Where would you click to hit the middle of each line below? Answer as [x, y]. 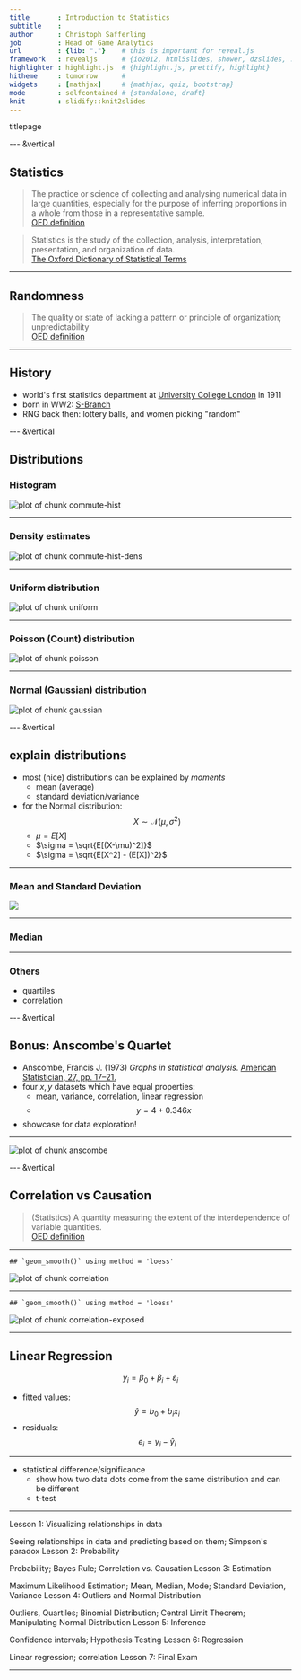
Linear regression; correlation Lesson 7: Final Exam [104, 1657]
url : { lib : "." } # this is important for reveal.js [132, 51]
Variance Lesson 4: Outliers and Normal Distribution [105, 1595]
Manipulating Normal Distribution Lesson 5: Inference [107, 1622]
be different [57, 1489]
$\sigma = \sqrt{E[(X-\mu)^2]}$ [94, 845]
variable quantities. [66, 1226]
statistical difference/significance [84, 1469]
